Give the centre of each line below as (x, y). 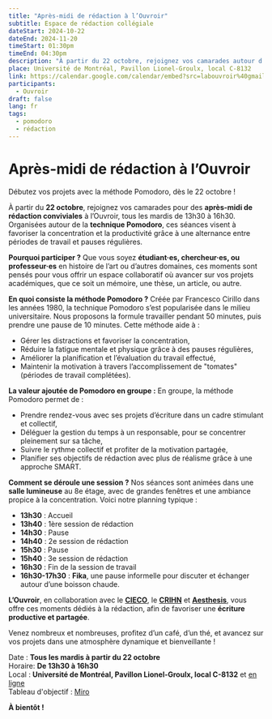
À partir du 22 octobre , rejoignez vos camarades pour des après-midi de (131, 207)
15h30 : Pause (44, 550)
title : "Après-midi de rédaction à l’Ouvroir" (88, 16)
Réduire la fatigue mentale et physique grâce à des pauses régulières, (136, 349)
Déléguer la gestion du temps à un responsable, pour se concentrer (133, 432)
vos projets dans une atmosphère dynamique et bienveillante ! (112, 641)
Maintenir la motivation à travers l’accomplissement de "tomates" (129, 366)
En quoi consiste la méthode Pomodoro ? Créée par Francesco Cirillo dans (134, 299)
